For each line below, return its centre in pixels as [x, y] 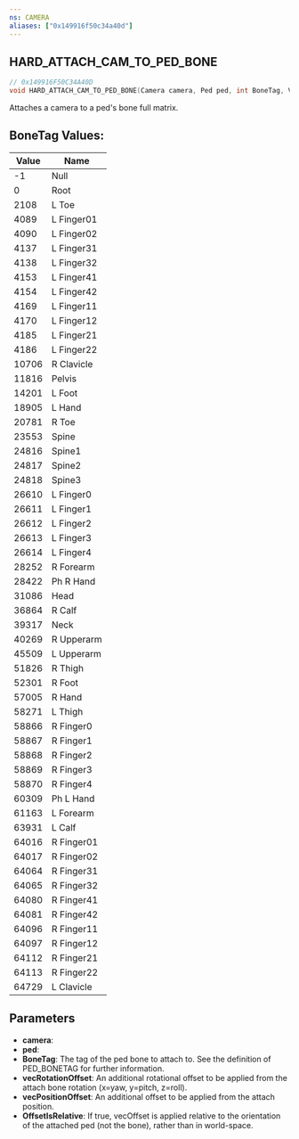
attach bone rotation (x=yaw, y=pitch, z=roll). [105, 1087]
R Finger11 [75, 929]
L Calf [64, 827]
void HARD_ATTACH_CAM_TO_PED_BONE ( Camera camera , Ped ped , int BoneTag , [147, 91]
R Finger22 [75, 972]
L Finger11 [74, 306]
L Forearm [73, 813]
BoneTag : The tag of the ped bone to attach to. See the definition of [146, 1059]
